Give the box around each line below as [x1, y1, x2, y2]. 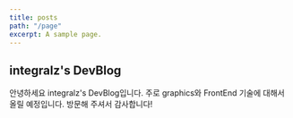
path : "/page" [9, 21, 63, 30]
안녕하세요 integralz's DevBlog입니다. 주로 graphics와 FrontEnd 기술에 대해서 [9, 88, 285, 98]
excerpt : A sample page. [9, 29, 102, 38]
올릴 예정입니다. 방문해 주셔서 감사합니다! [9, 99, 153, 110]
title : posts [9, 13, 58, 22]
